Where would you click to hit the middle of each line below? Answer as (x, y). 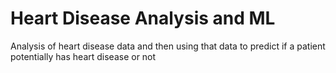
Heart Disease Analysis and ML (143, 18)
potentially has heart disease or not (83, 56)
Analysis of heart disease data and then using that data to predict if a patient (168, 46)
